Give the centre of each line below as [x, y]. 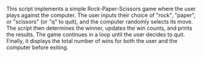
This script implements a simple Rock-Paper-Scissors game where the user [101, 9]
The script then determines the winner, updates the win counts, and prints [99, 28]
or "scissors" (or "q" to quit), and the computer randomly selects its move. [100, 22]
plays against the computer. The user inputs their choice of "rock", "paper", [101, 15]
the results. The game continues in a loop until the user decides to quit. [96, 35]
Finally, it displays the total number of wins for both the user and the [92, 41]
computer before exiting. [38, 47]
